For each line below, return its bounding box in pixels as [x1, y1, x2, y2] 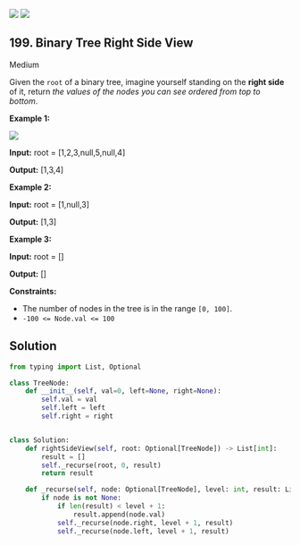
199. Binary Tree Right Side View [9, 36, 194, 51]
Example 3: [9, 234, 52, 244]
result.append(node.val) [72, 510, 166, 519]
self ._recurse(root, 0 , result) [41, 461, 162, 470]
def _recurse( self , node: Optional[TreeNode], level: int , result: [25, 485, 281, 494]
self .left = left [41, 404, 105, 413]
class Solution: [9, 435, 70, 445]
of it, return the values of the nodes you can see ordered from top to [9, 86, 261, 97]
